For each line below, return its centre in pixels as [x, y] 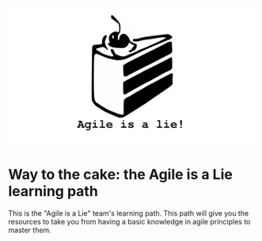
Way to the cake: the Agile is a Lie [121, 175]
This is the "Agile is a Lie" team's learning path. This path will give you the [129, 213]
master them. [30, 230]
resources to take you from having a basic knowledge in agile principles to [129, 222]
